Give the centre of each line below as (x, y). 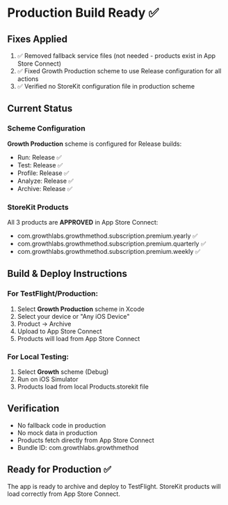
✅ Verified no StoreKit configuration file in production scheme (106, 86)
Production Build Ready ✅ (83, 13)
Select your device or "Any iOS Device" (73, 316)
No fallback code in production (62, 425)
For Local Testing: (38, 356)
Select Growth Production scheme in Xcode (81, 309)
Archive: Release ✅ (45, 188)
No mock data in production (57, 432)
